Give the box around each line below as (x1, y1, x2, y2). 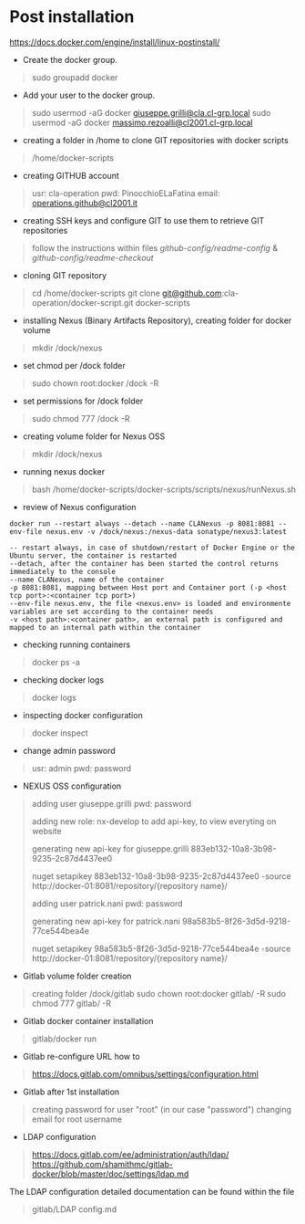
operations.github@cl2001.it (31, 197, 138, 208)
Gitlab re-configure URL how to (22, 1051, 140, 1062)
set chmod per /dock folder (22, 360, 126, 371)
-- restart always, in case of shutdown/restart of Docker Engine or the (9, 543, 296, 552)
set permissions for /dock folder (22, 395, 144, 406)
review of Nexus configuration (22, 501, 137, 512)
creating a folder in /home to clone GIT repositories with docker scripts (22, 134, 289, 145)
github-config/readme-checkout (31, 252, 154, 263)
